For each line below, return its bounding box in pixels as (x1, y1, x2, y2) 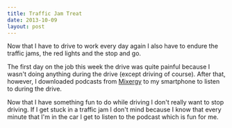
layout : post (7, 23, 45, 30)
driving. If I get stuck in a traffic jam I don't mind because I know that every (7, 105, 222, 114)
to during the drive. (7, 84, 63, 93)
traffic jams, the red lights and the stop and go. (7, 49, 141, 57)
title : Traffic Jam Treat (7, 10, 82, 17)
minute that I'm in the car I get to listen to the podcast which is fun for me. (7, 113, 219, 121)
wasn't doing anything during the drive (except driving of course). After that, (7, 70, 226, 78)
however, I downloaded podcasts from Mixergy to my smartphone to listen (7, 77, 220, 86)
